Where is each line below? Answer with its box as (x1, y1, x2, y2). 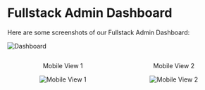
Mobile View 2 (153, 61, 195, 70)
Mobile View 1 (42, 61, 83, 70)
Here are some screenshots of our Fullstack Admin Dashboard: (7, 28, 190, 37)
